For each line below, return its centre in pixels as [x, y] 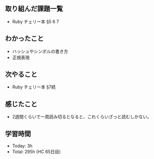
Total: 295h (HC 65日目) [36, 152]
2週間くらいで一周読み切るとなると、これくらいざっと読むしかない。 [82, 117]
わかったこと [24, 39]
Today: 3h [22, 146]
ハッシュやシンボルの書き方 [40, 51]
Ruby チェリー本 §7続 [34, 87]
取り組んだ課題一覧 [34, 9]
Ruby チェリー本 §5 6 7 [35, 22]
